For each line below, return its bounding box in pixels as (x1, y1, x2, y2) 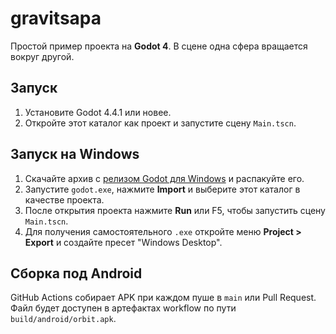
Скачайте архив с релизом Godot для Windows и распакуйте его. (24, 172, 305, 184)
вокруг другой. (10, 50, 75, 62)
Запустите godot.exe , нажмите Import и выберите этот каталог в (24, 183, 301, 195)
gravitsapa (10, 7, 102, 30)
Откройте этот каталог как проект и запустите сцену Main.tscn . (24, 117, 297, 129)
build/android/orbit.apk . (10, 313, 117, 325)
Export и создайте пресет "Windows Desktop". (24, 236, 223, 248)
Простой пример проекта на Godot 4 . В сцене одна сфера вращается (10, 40, 308, 52)
